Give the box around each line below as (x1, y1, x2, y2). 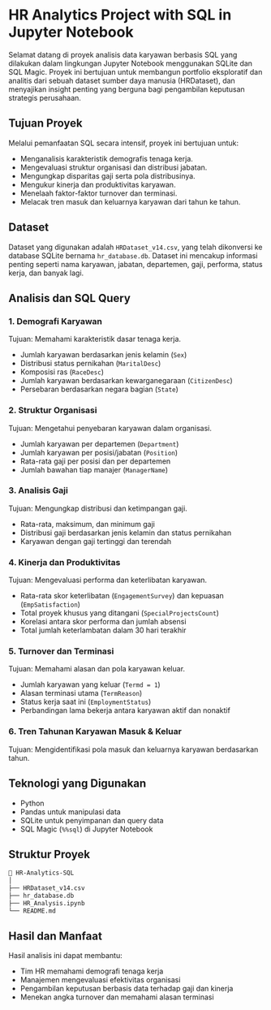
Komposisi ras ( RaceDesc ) (19, 367, 104, 377)
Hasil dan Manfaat (8, 930, 103, 943)
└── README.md (8, 907, 57, 915)
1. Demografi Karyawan (8, 315, 103, 326)
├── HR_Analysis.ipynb (8, 899, 85, 907)
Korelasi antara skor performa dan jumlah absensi (19, 617, 187, 627)
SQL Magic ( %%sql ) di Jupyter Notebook (19, 824, 153, 834)
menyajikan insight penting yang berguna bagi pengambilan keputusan (8, 84, 245, 94)
